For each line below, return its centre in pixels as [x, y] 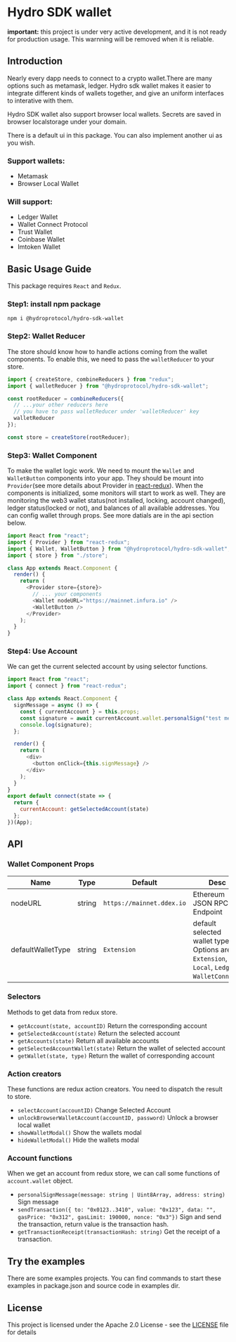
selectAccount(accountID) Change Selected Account [94, 1110]
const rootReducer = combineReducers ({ [66, 399]
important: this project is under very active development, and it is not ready [117, 32]
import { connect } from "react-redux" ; [67, 686]
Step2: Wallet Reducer [46, 336]
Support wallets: [36, 161]
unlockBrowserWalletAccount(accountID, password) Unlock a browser [118, 1118]
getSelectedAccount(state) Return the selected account [99, 1033]
